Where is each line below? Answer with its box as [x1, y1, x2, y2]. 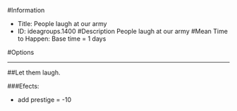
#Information [7, 6, 45, 14]
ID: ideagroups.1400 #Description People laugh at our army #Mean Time [17, 27, 228, 35]
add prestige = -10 [17, 96, 72, 104]
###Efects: [7, 82, 39, 90]
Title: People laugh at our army [17, 20, 107, 27]
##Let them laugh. [7, 68, 61, 77]
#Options [7, 48, 35, 56]
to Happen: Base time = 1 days [17, 34, 107, 43]
